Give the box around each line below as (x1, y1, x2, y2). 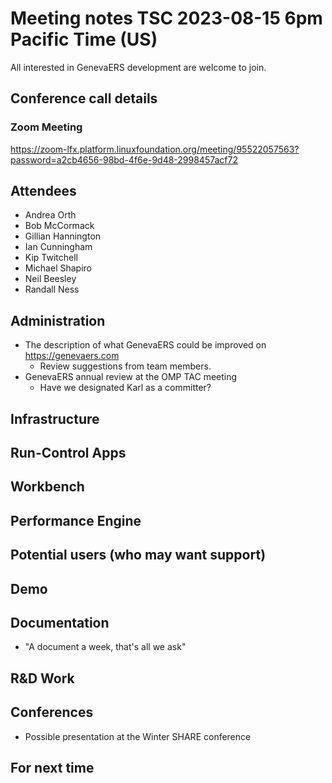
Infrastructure (10, 410, 100, 427)
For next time (10, 760, 95, 776)
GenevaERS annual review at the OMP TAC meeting (24, 371, 238, 383)
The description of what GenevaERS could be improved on (24, 339, 267, 351)
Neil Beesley (24, 273, 77, 285)
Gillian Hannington (24, 230, 102, 242)
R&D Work (10, 670, 75, 687)
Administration (10, 312, 106, 329)
